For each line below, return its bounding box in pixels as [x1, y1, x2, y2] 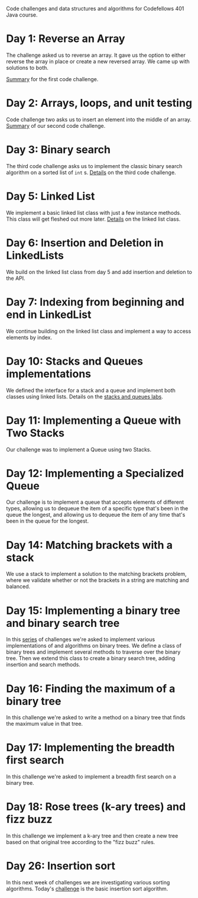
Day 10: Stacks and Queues [6, 355, 144, 368]
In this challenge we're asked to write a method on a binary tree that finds [6, 714, 186, 721]
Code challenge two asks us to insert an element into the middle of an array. [6, 115, 192, 123]
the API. [6, 275, 25, 282]
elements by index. [6, 334, 53, 341]
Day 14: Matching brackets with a [6, 538, 173, 552]
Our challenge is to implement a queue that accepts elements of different [6, 498, 184, 506]
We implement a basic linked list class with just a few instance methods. [6, 209, 181, 216]
